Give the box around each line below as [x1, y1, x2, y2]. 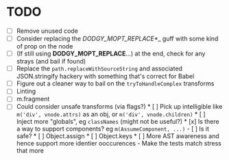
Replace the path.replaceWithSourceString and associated [16, 64, 183, 72]
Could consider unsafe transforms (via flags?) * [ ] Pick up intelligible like [16, 103, 223, 111]
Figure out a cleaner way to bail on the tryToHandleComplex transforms [16, 79, 215, 88]
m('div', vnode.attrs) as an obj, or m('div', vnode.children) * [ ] [16, 110, 206, 118]
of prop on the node [16, 42, 73, 51]
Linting [16, 87, 36, 96]
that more [16, 146, 44, 155]
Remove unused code [16, 27, 78, 35]
